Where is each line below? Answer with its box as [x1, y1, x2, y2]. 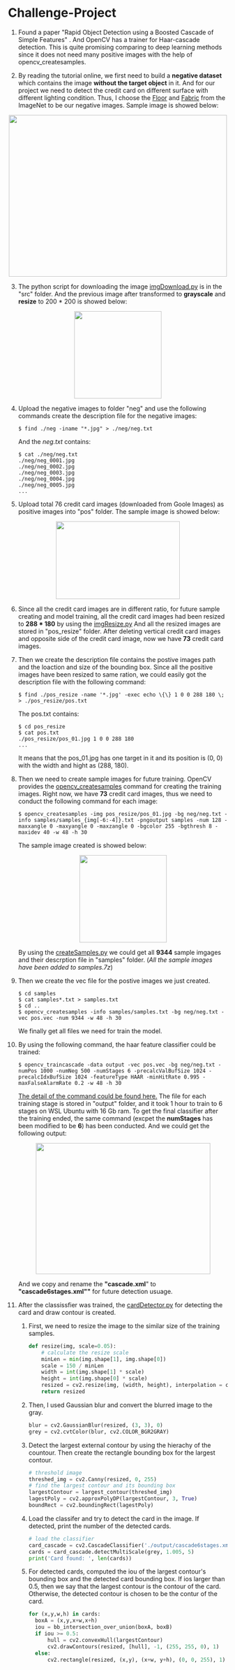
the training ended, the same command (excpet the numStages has [17, 1114, 213, 1123]
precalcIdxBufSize [17, 1073, 72, 1081]
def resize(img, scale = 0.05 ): [28, 1342, 117, 1350]
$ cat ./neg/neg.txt [17, 451, 78, 458]
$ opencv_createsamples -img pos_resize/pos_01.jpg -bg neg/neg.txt [17, 810, 222, 817]
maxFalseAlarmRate [17, 1079, 72, 1086]
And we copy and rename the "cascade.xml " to [17, 1279, 156, 1288]
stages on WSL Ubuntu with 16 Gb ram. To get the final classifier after [17, 1107, 218, 1115]
